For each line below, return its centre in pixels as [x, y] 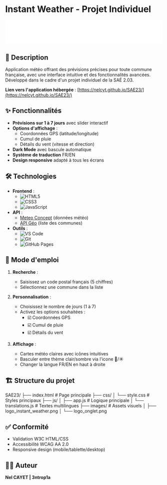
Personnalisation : [32, 297]
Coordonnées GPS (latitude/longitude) [59, 133]
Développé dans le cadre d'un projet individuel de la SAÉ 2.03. [69, 80]
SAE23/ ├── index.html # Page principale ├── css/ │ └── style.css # [77, 395]
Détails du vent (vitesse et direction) [57, 144]
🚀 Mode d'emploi [32, 260]
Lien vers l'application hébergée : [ [42, 90]
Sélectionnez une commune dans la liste [61, 287]
